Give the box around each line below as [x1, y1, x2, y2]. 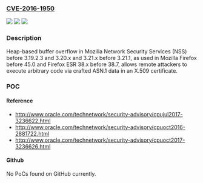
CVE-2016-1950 [6, 4, 55, 13]
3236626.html [15, 142, 51, 150]
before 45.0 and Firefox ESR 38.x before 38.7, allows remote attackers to [6, 61, 188, 68]
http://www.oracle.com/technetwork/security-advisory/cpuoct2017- [15, 136, 185, 144]
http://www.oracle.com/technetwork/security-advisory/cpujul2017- [15, 110, 183, 118]
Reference [6, 97, 33, 104]
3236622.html [15, 117, 51, 124]
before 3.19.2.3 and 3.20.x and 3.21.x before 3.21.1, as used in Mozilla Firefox [6, 54, 197, 61]
